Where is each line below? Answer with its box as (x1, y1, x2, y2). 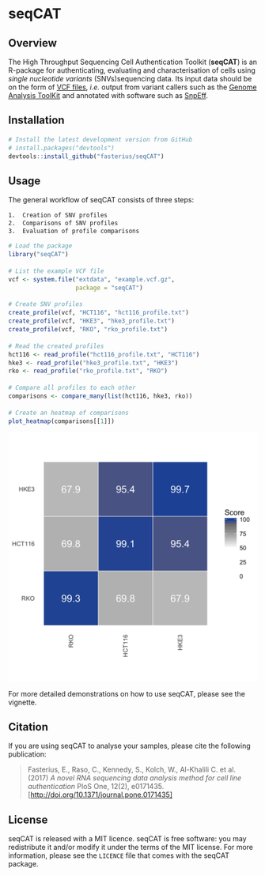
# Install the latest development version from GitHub (8, 135, 193, 143)
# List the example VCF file (8, 266, 104, 275)
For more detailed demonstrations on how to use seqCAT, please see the (8, 689, 245, 698)
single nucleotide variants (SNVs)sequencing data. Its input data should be (8, 74, 252, 83)
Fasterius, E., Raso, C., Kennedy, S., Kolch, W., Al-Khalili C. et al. (27, 765, 236, 775)
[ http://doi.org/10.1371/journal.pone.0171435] (27, 790, 172, 799)
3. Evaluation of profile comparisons (8, 227, 140, 236)
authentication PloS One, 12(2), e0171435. (27, 782, 165, 791)
